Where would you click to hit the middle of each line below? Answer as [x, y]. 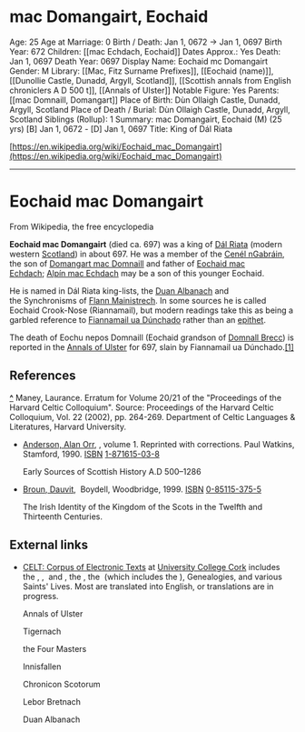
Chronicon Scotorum [62, 684]
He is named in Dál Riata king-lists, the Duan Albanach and [119, 291]
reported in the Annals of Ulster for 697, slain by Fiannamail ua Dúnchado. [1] [152, 346]
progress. [40, 596]
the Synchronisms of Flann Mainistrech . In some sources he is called [138, 300]
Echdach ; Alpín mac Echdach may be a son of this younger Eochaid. [137, 273]
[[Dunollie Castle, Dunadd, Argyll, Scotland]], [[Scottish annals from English [151, 80]
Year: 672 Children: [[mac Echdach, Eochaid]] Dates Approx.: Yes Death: [145, 51]
